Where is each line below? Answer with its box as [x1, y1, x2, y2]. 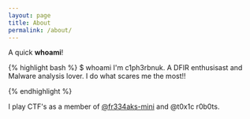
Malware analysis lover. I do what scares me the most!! [8, 72, 187, 81]
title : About [8, 19, 51, 27]
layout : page [8, 11, 51, 20]
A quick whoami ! [8, 48, 64, 58]
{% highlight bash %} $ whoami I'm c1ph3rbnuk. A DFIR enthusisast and [8, 63, 243, 73]
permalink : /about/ [8, 26, 73, 34]
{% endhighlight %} [8, 87, 73, 96]
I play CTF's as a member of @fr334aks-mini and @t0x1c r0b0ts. [8, 102, 220, 111]
